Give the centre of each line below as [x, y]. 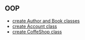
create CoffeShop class [37, 32]
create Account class [35, 26]
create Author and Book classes [46, 21]
